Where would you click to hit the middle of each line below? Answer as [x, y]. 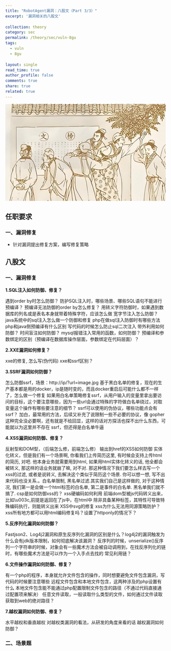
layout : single [21, 65]
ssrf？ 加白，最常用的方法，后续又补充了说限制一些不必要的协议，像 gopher [85, 414]
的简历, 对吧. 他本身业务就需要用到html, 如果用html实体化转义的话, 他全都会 [84, 461]
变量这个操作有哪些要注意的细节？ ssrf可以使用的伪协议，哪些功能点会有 [81, 408]
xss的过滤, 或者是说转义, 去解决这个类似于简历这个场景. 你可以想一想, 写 [81, 474]
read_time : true [22, 70]
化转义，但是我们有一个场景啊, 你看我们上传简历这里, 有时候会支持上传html [84, 455]
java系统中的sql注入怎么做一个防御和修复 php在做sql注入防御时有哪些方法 [83, 320]
